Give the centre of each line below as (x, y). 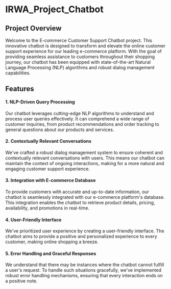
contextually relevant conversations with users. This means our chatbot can (85, 158)
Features (20, 89)
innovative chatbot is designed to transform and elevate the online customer (86, 46)
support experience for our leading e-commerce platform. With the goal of (83, 51)
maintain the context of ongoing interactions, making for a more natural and (85, 163)
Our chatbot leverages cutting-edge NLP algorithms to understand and (80, 113)
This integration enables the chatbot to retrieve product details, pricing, (80, 203)
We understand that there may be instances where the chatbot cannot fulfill (85, 265)
